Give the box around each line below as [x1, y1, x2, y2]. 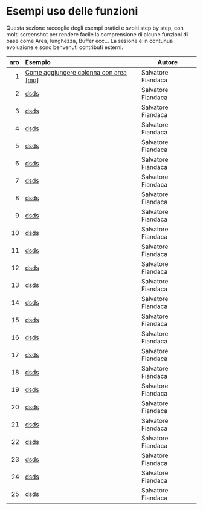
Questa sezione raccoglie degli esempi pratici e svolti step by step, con [6, 24, 184, 31]
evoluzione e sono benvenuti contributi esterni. [6, 44, 124, 51]
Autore [157, 58, 178, 66]
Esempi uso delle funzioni [6, 4, 138, 18]
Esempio [25, 58, 51, 66]
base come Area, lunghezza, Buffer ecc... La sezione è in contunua [6, 37, 173, 44]
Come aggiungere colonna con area [25, 68, 127, 76]
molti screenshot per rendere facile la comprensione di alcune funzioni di [6, 30, 188, 38]
